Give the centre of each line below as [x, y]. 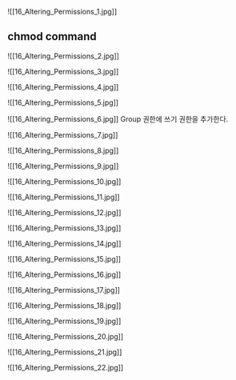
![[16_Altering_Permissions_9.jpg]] [63, 166]
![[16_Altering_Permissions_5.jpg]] [63, 102]
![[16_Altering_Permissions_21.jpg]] [65, 352]
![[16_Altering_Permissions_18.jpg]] [64, 305]
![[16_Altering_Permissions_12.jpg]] [64, 212]
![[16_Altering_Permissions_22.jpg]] [66, 367]
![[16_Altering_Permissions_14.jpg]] [64, 243]
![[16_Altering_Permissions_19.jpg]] [64, 321]
